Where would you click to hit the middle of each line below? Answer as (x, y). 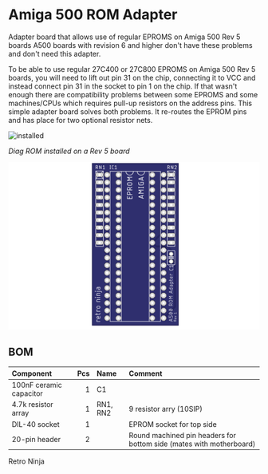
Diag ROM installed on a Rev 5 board (69, 151)
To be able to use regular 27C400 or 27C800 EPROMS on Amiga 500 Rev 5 (132, 69)
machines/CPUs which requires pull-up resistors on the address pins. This (130, 103)
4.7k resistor (32, 405)
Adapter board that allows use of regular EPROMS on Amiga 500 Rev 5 (124, 37)
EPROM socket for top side (173, 424)
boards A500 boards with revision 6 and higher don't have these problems (130, 45)
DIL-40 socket (35, 424)
